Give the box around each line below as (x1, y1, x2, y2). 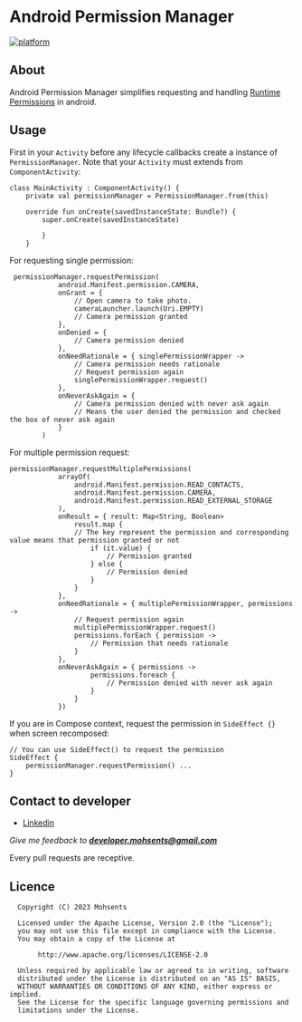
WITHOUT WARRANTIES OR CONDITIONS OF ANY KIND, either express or (17, 982, 273, 991)
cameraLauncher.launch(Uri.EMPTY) (73, 304, 204, 313)
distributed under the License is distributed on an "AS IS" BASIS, (17, 974, 281, 984)
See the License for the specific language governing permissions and (17, 998, 289, 1008)
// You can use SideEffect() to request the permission (9, 745, 224, 754)
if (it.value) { (90, 544, 152, 553)
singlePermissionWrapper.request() (73, 375, 208, 384)
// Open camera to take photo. (73, 296, 193, 305)
